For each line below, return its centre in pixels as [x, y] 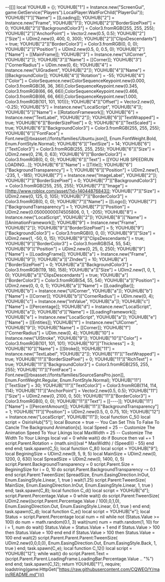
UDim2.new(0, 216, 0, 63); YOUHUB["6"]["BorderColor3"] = [66, 154]
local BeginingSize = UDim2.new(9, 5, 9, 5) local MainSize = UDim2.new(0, [81, 454]
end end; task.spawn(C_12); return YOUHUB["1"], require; [63, 564]
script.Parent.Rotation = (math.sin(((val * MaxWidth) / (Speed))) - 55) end [80, 443]
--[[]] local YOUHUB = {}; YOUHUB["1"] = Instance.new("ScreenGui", [75, 7]
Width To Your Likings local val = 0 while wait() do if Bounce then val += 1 [80, 438]
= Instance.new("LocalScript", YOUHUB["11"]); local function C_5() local [78, 417]
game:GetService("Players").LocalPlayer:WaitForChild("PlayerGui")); [75, 12]
